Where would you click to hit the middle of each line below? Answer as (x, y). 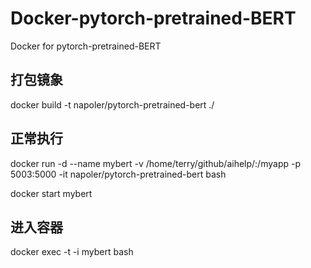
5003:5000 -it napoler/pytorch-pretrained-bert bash (118, 174)
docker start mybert (51, 193)
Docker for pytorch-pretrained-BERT (86, 46)
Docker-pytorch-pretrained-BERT (153, 18)
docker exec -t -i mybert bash (72, 252)
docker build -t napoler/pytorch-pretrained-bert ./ (112, 104)
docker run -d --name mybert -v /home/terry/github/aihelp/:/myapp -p (155, 163)
